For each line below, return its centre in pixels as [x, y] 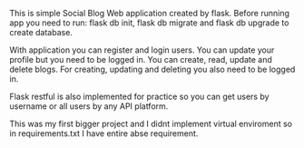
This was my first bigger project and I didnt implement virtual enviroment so [151, 123]
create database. [41, 32]
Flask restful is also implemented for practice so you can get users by [139, 96]
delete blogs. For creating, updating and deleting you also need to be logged [152, 69]
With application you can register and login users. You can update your [142, 50]
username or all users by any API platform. [89, 106]
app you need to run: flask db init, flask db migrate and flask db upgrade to [149, 23]
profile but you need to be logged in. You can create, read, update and [141, 59]
